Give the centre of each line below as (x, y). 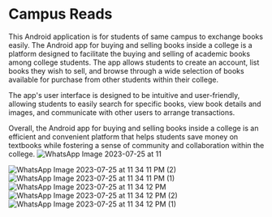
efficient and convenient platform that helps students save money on (123, 136)
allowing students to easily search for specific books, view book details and (135, 104)
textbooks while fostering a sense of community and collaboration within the (136, 145)
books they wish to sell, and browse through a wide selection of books (127, 70)
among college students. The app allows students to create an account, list (134, 62)
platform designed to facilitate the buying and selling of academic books (129, 53)
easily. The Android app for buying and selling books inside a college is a (131, 45)
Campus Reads (60, 14)
